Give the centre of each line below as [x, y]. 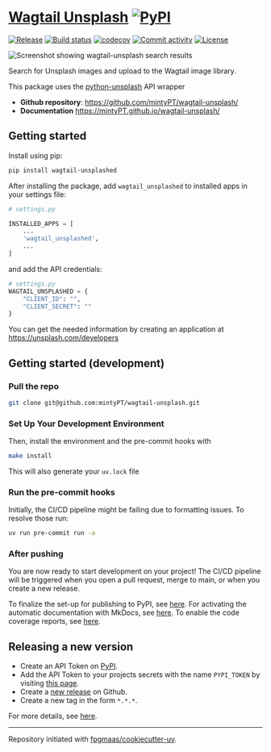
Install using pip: [35, 155]
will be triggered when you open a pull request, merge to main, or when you [134, 580]
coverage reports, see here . [54, 621]
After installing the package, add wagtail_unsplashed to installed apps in [128, 186]
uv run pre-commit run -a [52, 533]
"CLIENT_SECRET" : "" [57, 307]
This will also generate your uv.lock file [74, 471]
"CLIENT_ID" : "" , [52, 299]
